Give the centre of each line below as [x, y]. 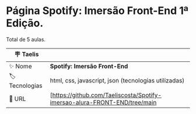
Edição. [25, 23]
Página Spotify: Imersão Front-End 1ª [97, 11]
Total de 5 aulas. [26, 39]
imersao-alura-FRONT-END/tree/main [103, 102]
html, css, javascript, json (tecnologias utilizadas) [117, 81]
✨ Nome [20, 66]
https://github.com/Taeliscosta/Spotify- [107, 95]
